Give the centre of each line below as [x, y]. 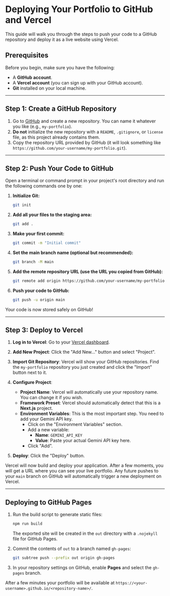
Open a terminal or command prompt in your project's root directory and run [85, 181]
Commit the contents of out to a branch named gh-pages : [72, 549]
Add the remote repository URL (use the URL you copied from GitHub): [88, 271]
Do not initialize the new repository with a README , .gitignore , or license [88, 132]
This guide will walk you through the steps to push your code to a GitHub [81, 34]
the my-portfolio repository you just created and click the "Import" [82, 367]
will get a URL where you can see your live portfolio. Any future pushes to [82, 471]
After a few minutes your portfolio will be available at [60, 583]
